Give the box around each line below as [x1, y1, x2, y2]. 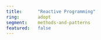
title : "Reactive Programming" [6, 8, 96, 15]
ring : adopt [6, 14, 51, 20]
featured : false [6, 25, 51, 31]
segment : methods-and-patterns [6, 19, 91, 25]
